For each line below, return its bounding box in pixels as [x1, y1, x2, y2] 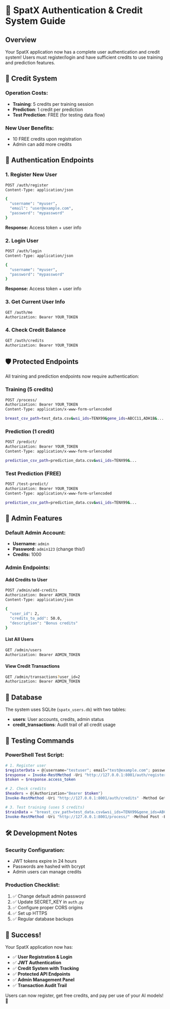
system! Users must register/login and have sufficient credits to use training [5, 54, 163, 60]
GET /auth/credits [5, 338, 44, 343]
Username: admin [12, 541, 50, 547]
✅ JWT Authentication [12, 959, 62, 966]
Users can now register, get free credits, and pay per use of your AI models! [5, 992, 163, 999]
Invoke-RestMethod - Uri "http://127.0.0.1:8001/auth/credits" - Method [5, 796, 157, 801]
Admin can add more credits [12, 141, 72, 147]
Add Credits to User [5, 577, 48, 583]
